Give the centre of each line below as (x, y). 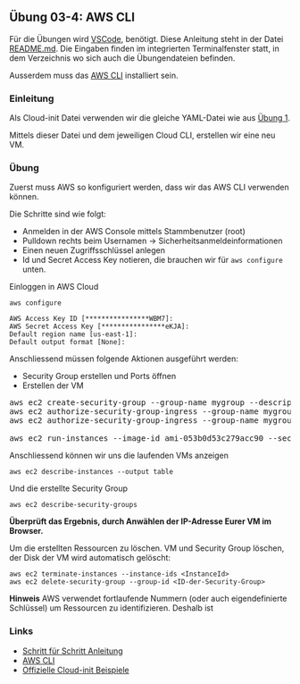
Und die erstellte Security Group (68, 488)
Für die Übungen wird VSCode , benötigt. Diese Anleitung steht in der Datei (146, 38)
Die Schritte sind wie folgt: (58, 214)
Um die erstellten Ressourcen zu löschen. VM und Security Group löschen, (147, 548)
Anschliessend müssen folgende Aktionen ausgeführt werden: (124, 359)
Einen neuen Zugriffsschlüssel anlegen (93, 250)
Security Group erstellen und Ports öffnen (99, 376)
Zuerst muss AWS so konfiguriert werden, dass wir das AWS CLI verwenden (149, 187)
